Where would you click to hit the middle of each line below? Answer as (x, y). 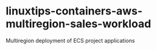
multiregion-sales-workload (78, 24)
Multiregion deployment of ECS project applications (70, 40)
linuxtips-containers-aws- (74, 11)
